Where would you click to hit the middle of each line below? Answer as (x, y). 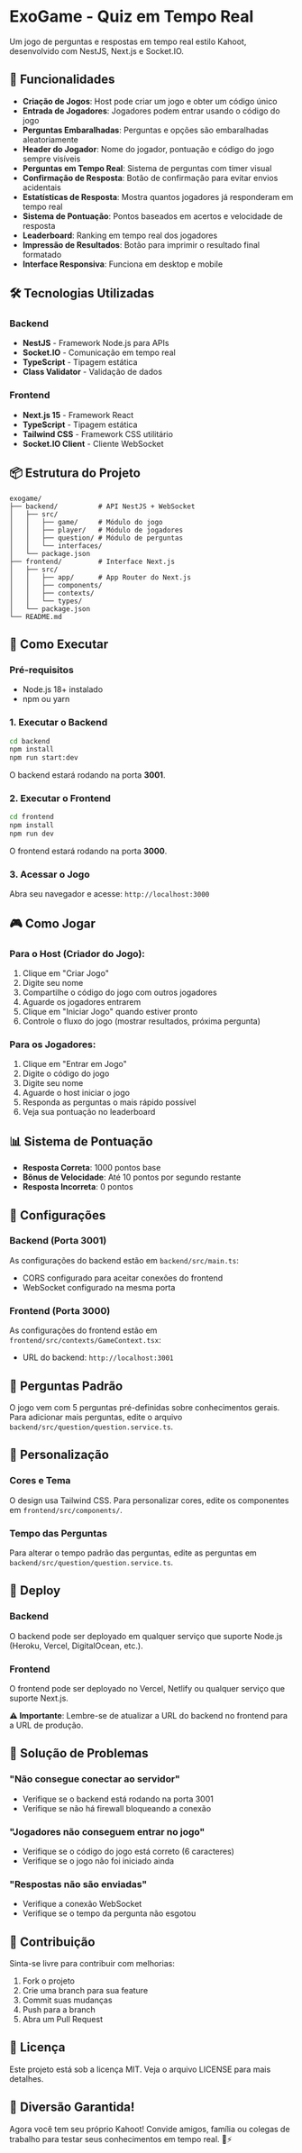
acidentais (41, 187)
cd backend (30, 741)
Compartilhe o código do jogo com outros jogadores (120, 992)
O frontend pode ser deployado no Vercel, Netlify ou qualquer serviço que (147, 1688)
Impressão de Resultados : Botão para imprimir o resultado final (141, 244)
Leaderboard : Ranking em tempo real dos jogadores (120, 235)
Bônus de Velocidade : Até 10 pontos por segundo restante (132, 1177)
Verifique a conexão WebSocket (82, 1904)
